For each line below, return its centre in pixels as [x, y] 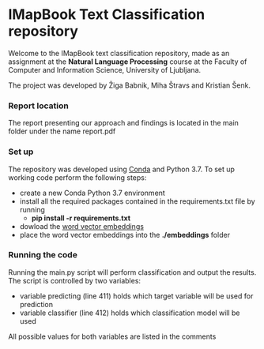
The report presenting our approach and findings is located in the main [124, 123]
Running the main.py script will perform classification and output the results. [132, 272]
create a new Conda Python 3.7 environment [92, 193]
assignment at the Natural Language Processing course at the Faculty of [128, 62]
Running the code [43, 255]
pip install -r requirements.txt [81, 218]
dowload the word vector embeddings [82, 226]
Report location [38, 106]
